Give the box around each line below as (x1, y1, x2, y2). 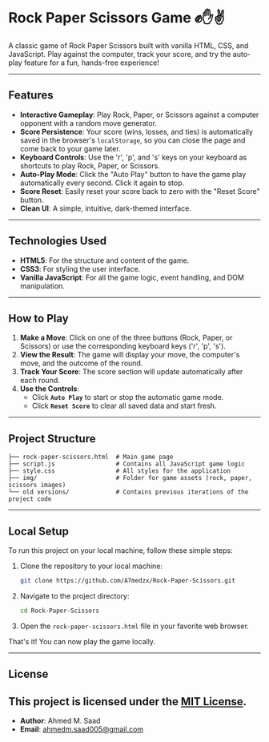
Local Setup (8, 524, 70, 538)
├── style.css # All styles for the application (8, 467, 231, 475)
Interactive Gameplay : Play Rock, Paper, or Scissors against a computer (19, 110, 259, 119)
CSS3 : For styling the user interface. (19, 264, 141, 273)
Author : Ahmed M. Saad (19, 716, 101, 725)
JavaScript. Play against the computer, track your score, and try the (8, 49, 231, 58)
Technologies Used (8, 234, 106, 248)
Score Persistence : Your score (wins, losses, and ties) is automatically (19, 127, 254, 136)
